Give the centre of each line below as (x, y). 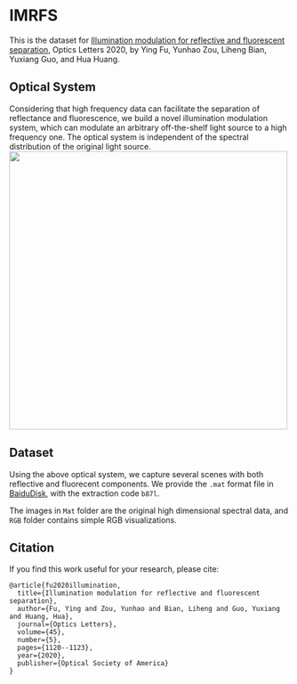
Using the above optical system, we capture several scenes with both (136, 474)
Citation (32, 547)
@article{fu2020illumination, (65, 586)
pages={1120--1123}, (55, 648)
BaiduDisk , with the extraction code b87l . (84, 493)
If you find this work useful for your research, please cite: (114, 569)
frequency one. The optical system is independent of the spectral (129, 137)
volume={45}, (41, 632)
